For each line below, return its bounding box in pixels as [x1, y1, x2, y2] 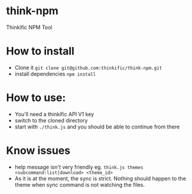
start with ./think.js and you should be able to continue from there [14, 123, 180, 130]
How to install [6, 44, 75, 58]
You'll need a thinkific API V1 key [14, 111, 95, 118]
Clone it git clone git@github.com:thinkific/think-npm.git [14, 64, 162, 71]
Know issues [6, 144, 71, 157]
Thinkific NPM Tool [6, 24, 53, 31]
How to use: [6, 91, 66, 105]
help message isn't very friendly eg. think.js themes [14, 163, 144, 170]
